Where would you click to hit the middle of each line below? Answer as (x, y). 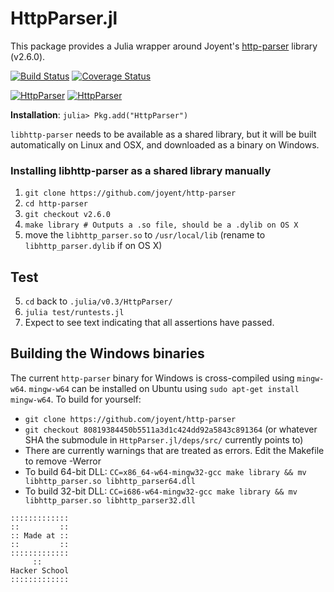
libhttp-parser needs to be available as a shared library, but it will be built (163, 134)
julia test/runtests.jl (74, 313)
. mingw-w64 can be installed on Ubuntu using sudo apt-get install (161, 388)
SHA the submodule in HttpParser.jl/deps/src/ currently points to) (164, 439)
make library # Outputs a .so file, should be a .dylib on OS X (161, 225)
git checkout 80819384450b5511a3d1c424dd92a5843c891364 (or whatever (171, 429)
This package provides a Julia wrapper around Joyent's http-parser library (164, 46)
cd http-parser (56, 204)
